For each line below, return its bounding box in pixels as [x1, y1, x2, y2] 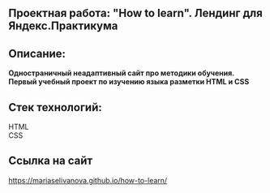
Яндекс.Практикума [8, 19, 118, 33]
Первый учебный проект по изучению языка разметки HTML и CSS [8, 77, 250, 87]
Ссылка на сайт [8, 154, 93, 168]
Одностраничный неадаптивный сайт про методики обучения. [8, 68, 235, 78]
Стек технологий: [8, 101, 103, 114]
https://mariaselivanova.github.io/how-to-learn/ [8, 175, 168, 185]
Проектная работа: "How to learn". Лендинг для [8, 6, 264, 20]
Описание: [8, 46, 66, 60]
